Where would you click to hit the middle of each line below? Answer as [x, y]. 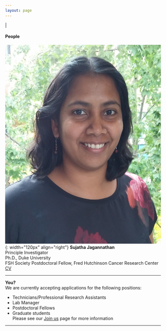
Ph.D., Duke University [28, 258]
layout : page [19, 10]
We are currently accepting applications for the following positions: [73, 288]
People [12, 37]
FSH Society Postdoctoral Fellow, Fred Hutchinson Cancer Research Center [82, 263]
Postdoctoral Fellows [34, 308]
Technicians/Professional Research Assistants [59, 297]
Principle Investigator [27, 253]
